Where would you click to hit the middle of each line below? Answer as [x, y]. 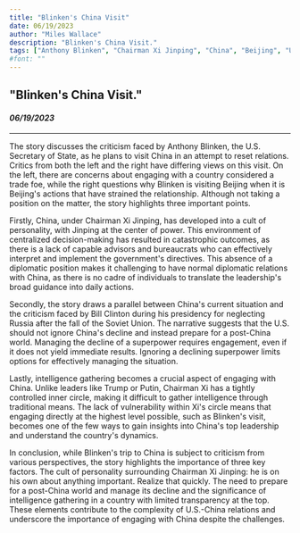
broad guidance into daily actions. [72, 287]
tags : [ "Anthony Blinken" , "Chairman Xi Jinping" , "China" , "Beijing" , [145, 51]
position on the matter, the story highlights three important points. [130, 203]
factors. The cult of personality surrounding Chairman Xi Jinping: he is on [144, 471]
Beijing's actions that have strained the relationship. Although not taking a [145, 194]
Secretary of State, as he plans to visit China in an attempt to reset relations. [149, 155]
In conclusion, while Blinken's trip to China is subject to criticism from [137, 453]
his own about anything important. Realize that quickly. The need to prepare [149, 481]
